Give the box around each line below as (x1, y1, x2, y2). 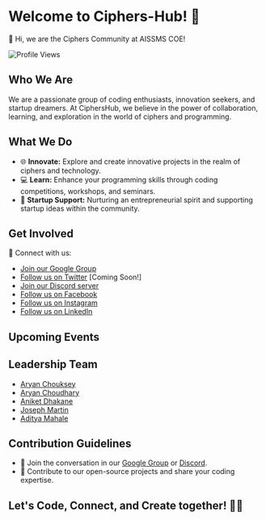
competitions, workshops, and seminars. (19, 186, 156, 196)
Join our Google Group (19, 264, 97, 274)
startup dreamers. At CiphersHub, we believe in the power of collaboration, (8, 103, 259, 112)
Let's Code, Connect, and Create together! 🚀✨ (8, 498, 244, 512)
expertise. (19, 476, 54, 485)
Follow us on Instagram (19, 298, 99, 308)
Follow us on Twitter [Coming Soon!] (19, 272, 142, 282)
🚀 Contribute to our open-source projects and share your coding (19, 467, 235, 476)
